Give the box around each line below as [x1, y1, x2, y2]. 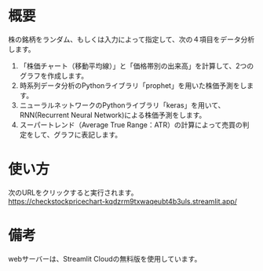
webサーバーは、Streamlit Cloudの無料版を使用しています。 [8, 254, 202, 263]
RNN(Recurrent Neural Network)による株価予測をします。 [19, 110, 206, 119]
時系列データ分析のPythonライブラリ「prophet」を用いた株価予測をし [19, 80, 247, 90]
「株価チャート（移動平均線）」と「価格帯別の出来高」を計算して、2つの [19, 60, 254, 71]
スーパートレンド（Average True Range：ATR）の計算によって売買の [19, 119, 243, 130]
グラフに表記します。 [53, 130, 122, 139]
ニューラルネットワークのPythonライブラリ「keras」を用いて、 [19, 100, 225, 110]
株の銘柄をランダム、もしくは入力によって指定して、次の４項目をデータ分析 [8, 35, 255, 44]
